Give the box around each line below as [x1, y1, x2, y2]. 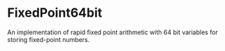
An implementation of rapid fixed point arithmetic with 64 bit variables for [7, 28, 219, 36]
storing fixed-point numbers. [7, 35, 90, 43]
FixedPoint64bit [7, 5, 103, 21]
